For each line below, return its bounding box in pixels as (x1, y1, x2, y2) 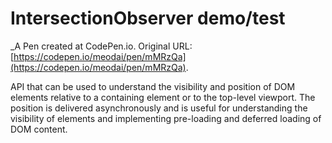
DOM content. (10, 123, 68, 135)
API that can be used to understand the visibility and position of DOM (10, 80, 296, 92)
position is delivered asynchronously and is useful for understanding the (10, 102, 308, 114)
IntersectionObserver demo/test (10, 7, 286, 30)
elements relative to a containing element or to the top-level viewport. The (10, 91, 316, 103)
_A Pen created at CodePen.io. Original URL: (10, 40, 193, 52)
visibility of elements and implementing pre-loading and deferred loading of (10, 112, 322, 124)
